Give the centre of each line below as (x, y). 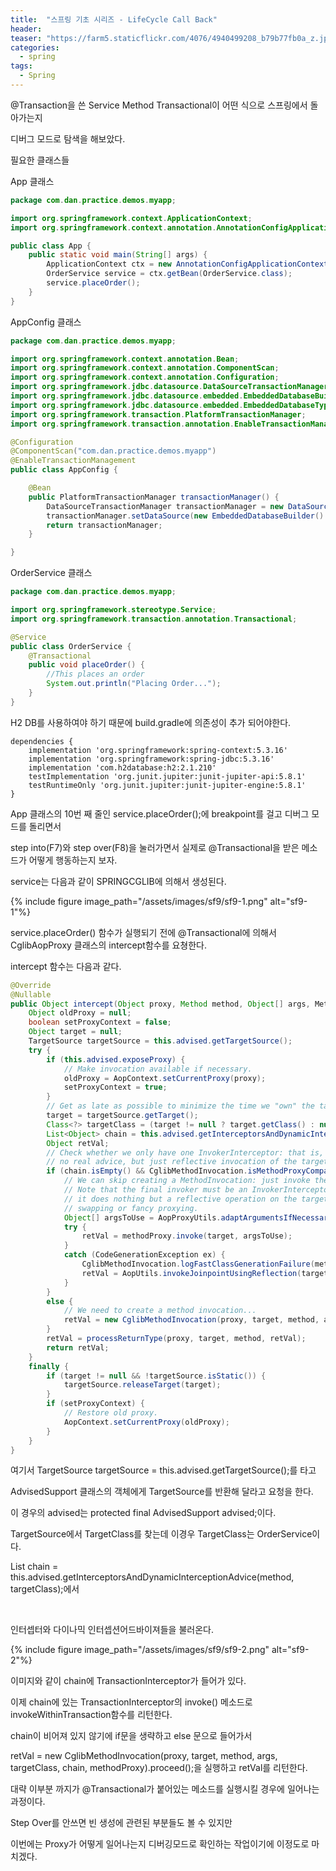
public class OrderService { (71, 646)
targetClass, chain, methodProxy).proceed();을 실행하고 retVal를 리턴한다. (159, 1768)
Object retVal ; (78, 1143)
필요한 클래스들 (40, 160)
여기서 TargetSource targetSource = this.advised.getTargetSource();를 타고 (163, 1470)
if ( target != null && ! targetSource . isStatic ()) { (156, 1376)
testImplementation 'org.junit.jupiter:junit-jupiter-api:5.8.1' (167, 776)
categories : (35, 47)
